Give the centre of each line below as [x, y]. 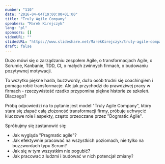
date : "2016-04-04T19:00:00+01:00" [41, 14]
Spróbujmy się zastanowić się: [36, 126]
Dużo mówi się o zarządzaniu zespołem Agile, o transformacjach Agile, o [79, 60]
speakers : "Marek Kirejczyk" [35, 23]
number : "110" [20, 10]
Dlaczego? [16, 96]
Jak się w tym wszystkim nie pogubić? [51, 151]
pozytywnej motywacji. [29, 71]
